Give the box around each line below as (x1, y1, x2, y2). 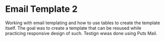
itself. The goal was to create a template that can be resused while (5, 25, 142, 31)
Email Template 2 (5, 3, 78, 15)
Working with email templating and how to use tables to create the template (5, 20, 161, 26)
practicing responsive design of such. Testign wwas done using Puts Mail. (5, 30, 158, 36)
